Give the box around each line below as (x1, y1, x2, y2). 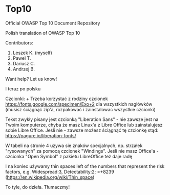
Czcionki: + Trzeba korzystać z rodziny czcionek (5, 95, 109, 102)
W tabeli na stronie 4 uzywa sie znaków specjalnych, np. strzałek (5, 142, 143, 149)
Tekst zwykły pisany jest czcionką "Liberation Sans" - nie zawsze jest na (5, 116, 159, 123)
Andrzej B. (12, 66, 35, 72)
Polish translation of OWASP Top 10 (5, 30, 80, 36)
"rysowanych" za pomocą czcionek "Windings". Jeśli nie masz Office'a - (5, 148, 159, 154)
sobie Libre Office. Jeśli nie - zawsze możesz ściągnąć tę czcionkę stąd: (5, 127, 159, 133)
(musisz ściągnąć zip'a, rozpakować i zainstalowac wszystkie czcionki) (5, 106, 156, 112)
